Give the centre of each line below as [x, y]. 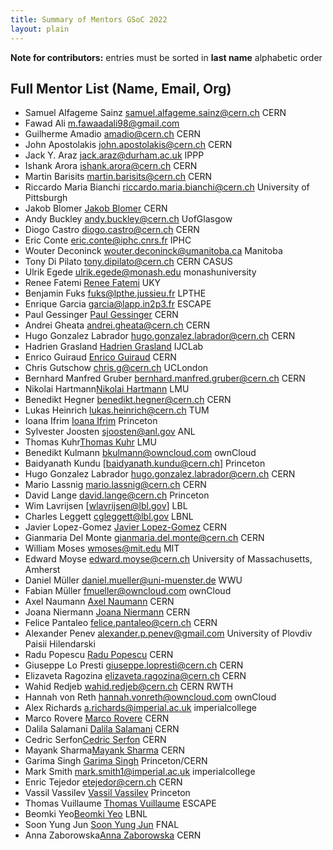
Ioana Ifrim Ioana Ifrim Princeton [91, 421]
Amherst [42, 570]
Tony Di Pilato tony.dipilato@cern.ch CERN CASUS [128, 262]
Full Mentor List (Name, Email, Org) [121, 88]
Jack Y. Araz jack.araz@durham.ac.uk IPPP [114, 155]
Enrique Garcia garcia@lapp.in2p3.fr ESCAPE [118, 304]
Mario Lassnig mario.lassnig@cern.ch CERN [115, 485]
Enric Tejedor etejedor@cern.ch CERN [103, 782]
